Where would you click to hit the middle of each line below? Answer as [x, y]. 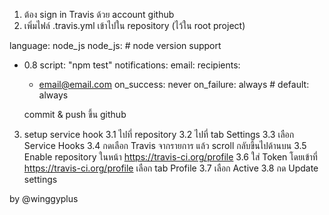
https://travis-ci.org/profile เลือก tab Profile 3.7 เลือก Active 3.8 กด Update [171, 168]
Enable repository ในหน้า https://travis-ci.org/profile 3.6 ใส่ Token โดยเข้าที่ [170, 157]
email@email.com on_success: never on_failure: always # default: [174, 84]
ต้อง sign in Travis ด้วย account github [99, 14]
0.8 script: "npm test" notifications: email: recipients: [132, 65]
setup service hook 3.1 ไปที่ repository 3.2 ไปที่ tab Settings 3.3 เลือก [159, 134]
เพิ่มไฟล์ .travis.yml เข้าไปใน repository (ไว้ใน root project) [134, 25]
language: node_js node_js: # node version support [115, 45]
